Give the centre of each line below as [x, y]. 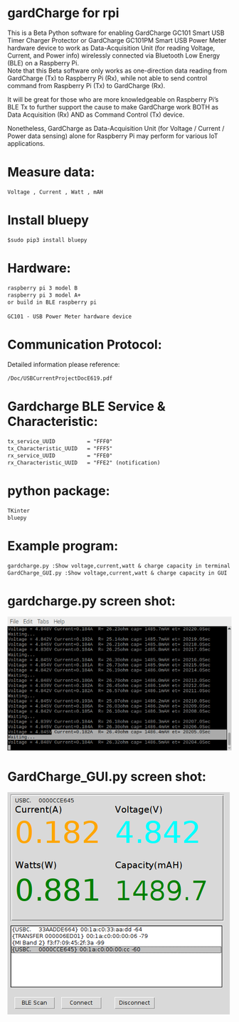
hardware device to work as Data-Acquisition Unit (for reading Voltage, [111, 48]
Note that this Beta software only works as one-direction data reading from [117, 70]
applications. [26, 143]
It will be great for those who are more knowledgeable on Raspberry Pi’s [113, 99]
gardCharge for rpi [63, 13]
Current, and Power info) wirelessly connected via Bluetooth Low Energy [114, 55]
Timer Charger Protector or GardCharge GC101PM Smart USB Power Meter [117, 40]
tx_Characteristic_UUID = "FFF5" [60, 448]
